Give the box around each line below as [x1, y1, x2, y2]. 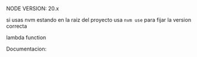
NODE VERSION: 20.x [6, 5, 60, 12]
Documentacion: [6, 45, 47, 52]
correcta [6, 23, 27, 29]
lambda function [6, 34, 46, 41]
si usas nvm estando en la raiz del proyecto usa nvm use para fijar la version [6, 16, 192, 23]
